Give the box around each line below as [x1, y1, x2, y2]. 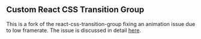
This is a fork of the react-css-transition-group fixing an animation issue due [6, 20, 196, 27]
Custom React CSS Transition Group [6, 5, 145, 15]
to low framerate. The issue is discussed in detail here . [6, 27, 142, 34]
